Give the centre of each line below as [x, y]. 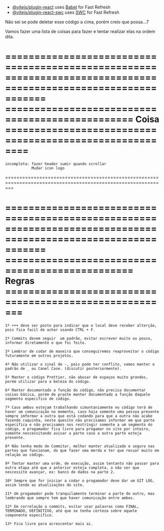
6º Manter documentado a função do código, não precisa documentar [76, 390]
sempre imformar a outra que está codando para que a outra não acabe [79, 416]
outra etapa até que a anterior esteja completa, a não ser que [72, 467]
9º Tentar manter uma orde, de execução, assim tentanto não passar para [82, 463]
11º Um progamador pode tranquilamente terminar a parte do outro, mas [80, 494]
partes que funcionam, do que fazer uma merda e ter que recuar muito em [82, 450]
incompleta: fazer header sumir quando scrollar [56, 164]
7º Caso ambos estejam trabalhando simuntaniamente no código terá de [79, 407]
